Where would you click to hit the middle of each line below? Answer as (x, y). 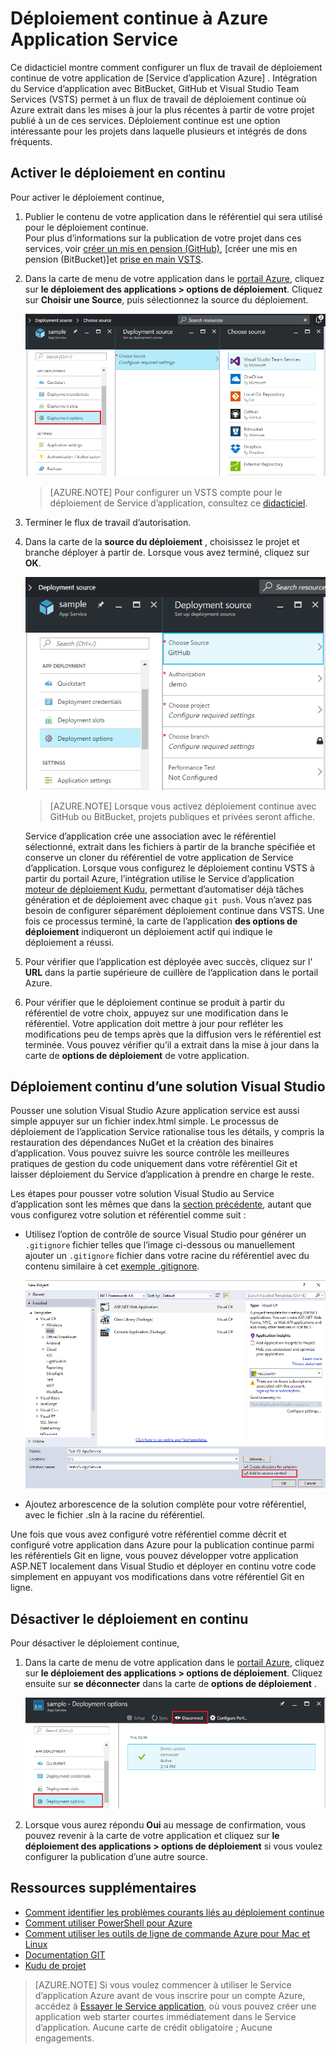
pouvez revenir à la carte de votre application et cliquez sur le (152, 1835)
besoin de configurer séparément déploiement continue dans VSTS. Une (174, 910)
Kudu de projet (55, 1965)
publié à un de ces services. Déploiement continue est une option (145, 120)
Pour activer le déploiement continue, (87, 197)
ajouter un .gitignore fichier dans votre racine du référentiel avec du (167, 1256)
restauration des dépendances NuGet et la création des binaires (142, 1143)
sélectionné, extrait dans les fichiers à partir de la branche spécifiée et (170, 846)
